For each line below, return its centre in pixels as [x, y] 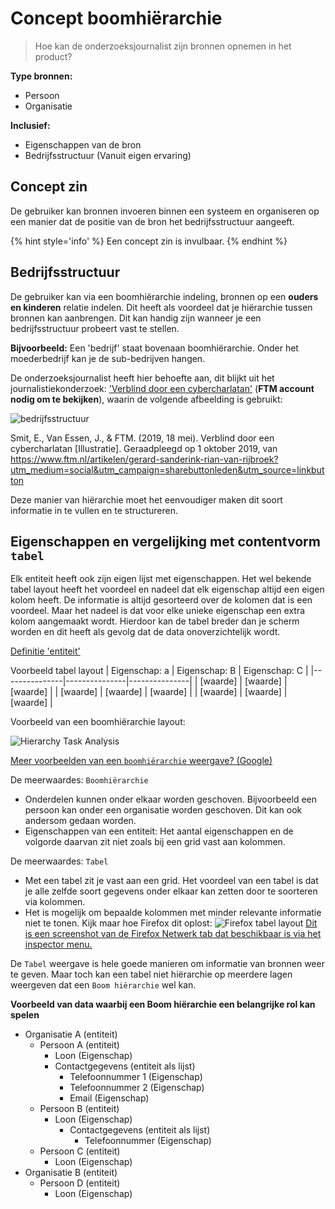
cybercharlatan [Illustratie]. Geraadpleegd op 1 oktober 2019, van [144, 448]
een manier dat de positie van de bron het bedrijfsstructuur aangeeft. [152, 221]
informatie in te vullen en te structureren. [94, 510]
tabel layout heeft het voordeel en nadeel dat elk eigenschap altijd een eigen [167, 589]
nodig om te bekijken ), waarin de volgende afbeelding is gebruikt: [146, 399]
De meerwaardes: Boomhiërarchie [79, 780]
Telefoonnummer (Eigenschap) [148, 1141]
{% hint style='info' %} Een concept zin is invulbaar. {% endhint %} [149, 241]
